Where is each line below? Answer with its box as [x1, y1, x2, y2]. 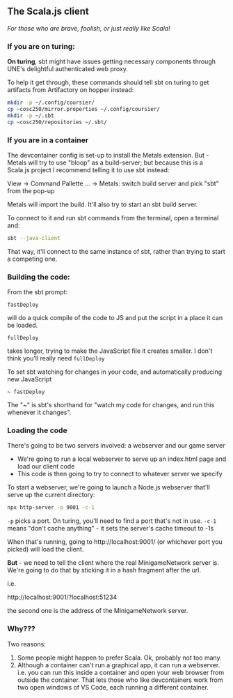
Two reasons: [7, 639, 47, 648]
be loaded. [7, 321, 38, 330]
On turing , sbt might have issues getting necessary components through [7, 57, 216, 66]
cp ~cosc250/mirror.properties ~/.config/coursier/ [7, 105, 160, 112]
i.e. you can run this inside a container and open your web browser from [17, 668, 225, 676]
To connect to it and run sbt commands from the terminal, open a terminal [7, 213, 219, 222]
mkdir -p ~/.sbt [7, 112, 54, 119]
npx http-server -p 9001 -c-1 [7, 504, 95, 511]
